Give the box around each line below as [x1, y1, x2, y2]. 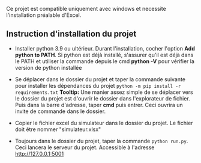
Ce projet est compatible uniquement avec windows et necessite [6, 5, 166, 12]
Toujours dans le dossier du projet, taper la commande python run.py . [14, 137, 188, 144]
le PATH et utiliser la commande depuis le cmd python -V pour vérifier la [14, 57, 195, 65]
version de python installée [14, 64, 82, 71]
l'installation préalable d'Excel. [6, 11, 82, 19]
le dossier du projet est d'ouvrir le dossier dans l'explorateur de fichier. [14, 94, 190, 102]
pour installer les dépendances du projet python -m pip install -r [14, 82, 181, 89]
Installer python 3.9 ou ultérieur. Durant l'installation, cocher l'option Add [14, 45, 195, 52]
